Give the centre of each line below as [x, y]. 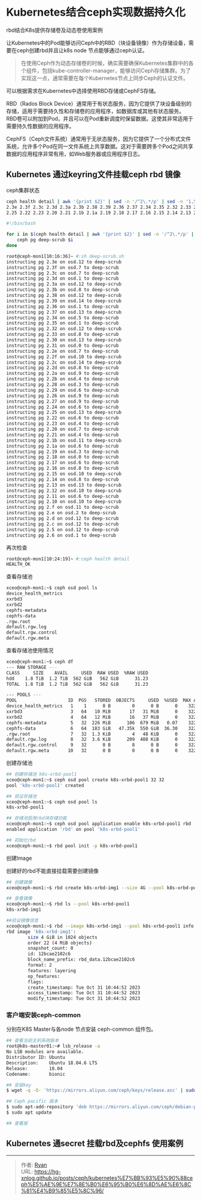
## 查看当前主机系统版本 [33, 1041]
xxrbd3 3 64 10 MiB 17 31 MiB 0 [92, 712]
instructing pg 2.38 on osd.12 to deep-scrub [64, 295]
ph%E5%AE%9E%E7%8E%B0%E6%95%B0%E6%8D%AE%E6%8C [106, 1184]
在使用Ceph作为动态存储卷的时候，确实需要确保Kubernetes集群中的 [104, 63]
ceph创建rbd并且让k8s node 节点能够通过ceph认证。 [82, 50]
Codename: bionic [36, 1074]
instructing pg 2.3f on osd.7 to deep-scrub [63, 268]
